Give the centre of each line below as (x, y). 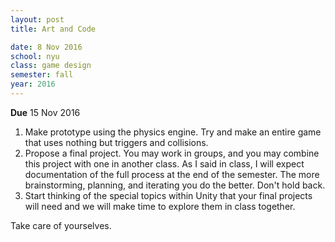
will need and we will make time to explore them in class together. (160, 206)
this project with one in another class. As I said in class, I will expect (164, 163)
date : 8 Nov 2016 (46, 47)
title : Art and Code (53, 29)
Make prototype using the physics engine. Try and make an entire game (173, 132)
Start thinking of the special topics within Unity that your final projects (168, 195)
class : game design (51, 66)
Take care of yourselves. (61, 225)
